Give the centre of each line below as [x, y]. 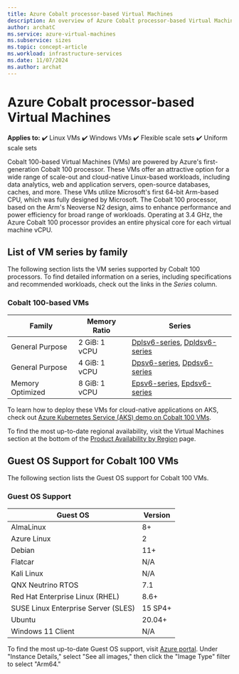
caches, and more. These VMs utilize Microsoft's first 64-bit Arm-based [113, 192]
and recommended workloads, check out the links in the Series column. [112, 284]
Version [157, 515]
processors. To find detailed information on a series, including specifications [119, 277]
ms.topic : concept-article [47, 47]
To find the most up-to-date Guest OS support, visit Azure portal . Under [113, 648]
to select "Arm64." [34, 664]
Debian [23, 550]
